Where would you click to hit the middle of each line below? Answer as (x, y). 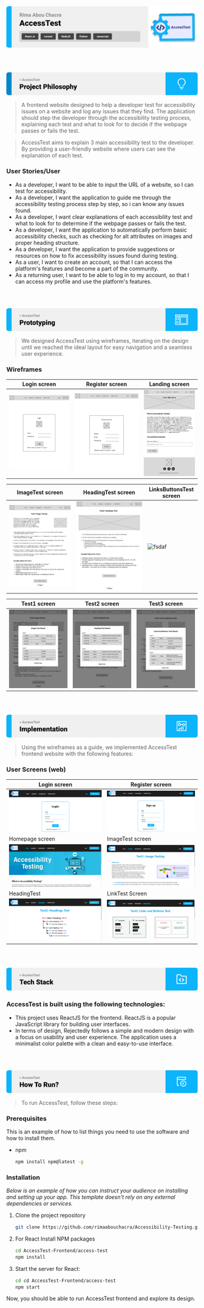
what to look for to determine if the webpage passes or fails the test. (101, 223)
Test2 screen (102, 604)
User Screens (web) (36, 769)
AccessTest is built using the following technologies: (86, 1004)
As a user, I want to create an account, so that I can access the (94, 262)
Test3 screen (166, 604)
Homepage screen (32, 839)
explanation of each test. (52, 156)
